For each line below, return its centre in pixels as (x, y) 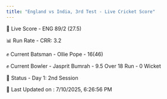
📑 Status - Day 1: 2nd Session (42, 78)
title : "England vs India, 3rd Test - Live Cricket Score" (81, 12)
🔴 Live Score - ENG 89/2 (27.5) (44, 28)
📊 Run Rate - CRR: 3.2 (34, 40)
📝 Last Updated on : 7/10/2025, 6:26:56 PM (59, 89)
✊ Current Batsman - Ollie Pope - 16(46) (55, 54)
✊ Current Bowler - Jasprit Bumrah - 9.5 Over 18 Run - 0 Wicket (84, 66)
